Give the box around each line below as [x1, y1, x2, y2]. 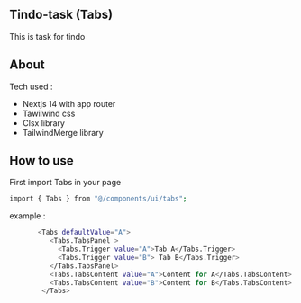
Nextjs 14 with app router [22, 98, 116, 109]
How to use [9, 153, 74, 169]
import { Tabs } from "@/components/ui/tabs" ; [9, 194, 187, 203]
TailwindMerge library [22, 127, 104, 138]
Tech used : [9, 81, 53, 92]
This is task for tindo [9, 31, 86, 41]
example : [9, 210, 46, 221]
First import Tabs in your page [9, 177, 122, 188]
